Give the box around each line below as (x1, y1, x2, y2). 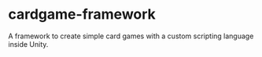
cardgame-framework (8, 5, 156, 23)
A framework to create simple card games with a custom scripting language (8, 31, 254, 41)
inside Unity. (8, 39, 49, 48)
